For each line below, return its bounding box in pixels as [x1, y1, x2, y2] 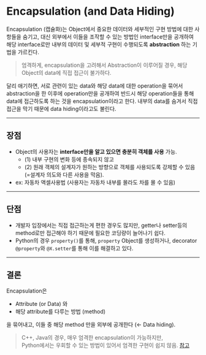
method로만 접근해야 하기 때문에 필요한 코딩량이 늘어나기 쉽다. [15, 229, 166, 237]
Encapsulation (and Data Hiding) [6, 4, 175, 18]
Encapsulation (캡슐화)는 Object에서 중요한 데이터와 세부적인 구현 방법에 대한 [6, 25, 194, 32]
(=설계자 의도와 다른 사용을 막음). [24, 170, 104, 178]
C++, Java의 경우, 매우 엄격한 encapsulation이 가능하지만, [21, 334, 164, 342]
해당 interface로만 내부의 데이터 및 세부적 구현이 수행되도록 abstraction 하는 [6, 40, 191, 48]
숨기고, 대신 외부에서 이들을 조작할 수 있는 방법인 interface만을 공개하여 [22, 32, 194, 40]
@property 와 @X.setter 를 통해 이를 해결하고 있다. [15, 244, 134, 252]
